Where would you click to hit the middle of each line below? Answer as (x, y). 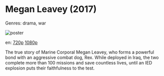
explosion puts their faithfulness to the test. (50, 68)
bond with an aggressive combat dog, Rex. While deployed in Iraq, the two (82, 57)
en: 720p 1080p (21, 42)
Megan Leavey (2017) (51, 9)
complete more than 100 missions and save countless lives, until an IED (79, 62)
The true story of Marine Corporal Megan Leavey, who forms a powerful (80, 52)
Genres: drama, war (26, 23)
